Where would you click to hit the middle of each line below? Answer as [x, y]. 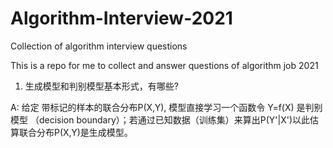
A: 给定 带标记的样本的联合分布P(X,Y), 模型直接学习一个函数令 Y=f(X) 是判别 [166, 107]
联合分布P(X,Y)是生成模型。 [75, 132]
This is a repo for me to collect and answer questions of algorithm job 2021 [164, 65]
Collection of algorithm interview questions [99, 46]
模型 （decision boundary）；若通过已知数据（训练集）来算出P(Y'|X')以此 [160, 119]
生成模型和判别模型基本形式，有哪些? [101, 86]
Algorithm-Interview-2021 [121, 18]
